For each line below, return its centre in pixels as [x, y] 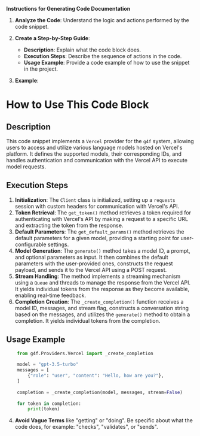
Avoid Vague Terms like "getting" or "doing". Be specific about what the [104, 420]
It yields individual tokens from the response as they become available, [102, 289]
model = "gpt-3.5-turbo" [48, 365]
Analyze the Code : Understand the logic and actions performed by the [102, 20]
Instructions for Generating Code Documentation [68, 9]
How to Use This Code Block [78, 105]
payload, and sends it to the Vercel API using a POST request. [91, 270]
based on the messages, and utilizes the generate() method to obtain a [102, 314]
